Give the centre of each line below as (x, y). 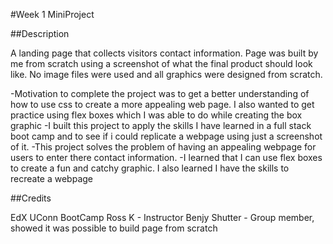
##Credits (31, 198)
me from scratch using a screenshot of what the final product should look (161, 63)
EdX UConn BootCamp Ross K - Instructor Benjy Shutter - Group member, (162, 217)
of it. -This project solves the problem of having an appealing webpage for (163, 147)
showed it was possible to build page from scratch (114, 228)
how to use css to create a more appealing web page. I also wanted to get (162, 104)
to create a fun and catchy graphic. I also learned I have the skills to (150, 168)
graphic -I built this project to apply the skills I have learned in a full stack (161, 125)
